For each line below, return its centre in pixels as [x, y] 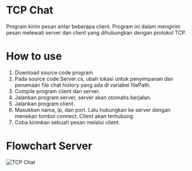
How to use [34, 57]
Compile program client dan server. [57, 91]
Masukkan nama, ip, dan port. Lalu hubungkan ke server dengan [92, 110]
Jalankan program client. [45, 104]
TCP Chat [30, 10]
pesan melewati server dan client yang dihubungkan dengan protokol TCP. [96, 32]
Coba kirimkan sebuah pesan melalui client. [67, 122]
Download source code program [54, 72]
